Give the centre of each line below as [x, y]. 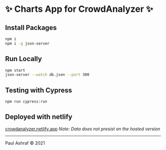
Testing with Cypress [39, 90]
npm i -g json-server [27, 43]
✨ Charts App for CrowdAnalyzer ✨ [79, 9]
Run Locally [23, 59]
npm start [15, 70]
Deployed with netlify [39, 117]
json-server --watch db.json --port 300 [47, 75]
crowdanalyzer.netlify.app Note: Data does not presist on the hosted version [83, 129]
